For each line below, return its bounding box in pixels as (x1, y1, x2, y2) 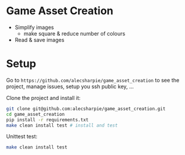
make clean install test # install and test (6, 122, 118, 128)
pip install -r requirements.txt (6, 117, 89, 122)
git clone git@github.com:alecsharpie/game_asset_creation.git (6, 105, 166, 112)
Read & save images (14, 36, 65, 43)
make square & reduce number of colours (23, 30, 126, 37)
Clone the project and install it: (6, 94, 81, 101)
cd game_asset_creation (6, 111, 65, 117)
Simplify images (14, 24, 55, 31)
